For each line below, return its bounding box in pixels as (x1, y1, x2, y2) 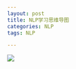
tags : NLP (7, 29, 36, 37)
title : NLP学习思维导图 (7, 17, 69, 23)
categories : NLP (7, 23, 54, 30)
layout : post (7, 10, 45, 17)
